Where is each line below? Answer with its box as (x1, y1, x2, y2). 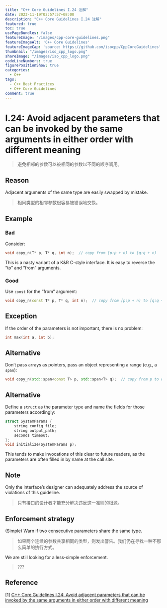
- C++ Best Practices (9, 81, 55, 86)
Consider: (5, 241, 25, 247)
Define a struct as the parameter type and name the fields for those (5, 404, 145, 410)
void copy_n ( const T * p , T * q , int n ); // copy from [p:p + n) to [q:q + (5, 298, 164, 303)
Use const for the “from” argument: (5, 288, 77, 295)
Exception (5, 312, 37, 320)
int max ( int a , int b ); (5, 335, 55, 340)
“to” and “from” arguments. (5, 265, 61, 271)
